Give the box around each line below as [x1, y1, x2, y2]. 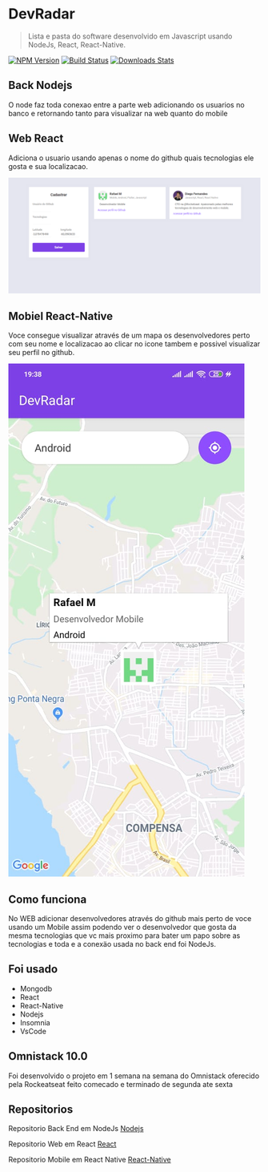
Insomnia [19, 1017, 50, 1027]
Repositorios [8, 1103, 74, 1117]
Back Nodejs [8, 79, 73, 92]
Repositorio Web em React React [8, 1139, 117, 1149]
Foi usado [8, 963, 58, 976]
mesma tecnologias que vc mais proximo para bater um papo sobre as [8, 931, 241, 940]
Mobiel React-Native [8, 309, 114, 323]
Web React [8, 131, 64, 145]
